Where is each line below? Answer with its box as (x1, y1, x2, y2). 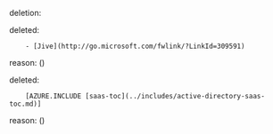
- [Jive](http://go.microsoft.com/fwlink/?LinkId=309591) (25, 42, 245, 51)
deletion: (9, 8, 42, 18)
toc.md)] (9, 99, 42, 108)
